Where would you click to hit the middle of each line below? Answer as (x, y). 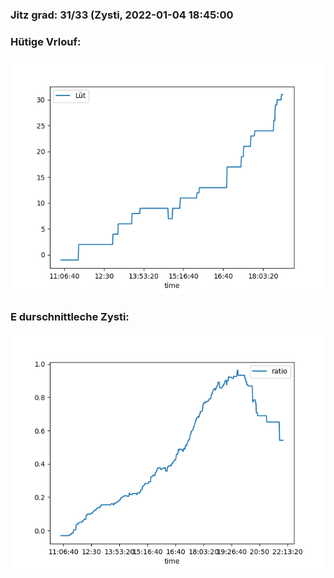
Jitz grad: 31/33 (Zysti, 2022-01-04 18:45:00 (122, 15)
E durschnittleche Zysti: (70, 317)
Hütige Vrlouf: (46, 41)
